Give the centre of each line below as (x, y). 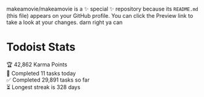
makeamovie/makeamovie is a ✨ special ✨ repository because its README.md (102, 9)
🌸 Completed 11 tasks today (41, 73)
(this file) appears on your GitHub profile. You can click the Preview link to (100, 16)
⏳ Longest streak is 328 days (44, 87)
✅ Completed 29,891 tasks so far (48, 80)
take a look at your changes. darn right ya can (65, 22)
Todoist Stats (41, 47)
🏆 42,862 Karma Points (37, 64)
